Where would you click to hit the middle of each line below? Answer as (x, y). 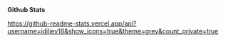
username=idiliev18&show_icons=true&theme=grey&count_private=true (113, 31)
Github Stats (26, 10)
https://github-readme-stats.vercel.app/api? (72, 23)
